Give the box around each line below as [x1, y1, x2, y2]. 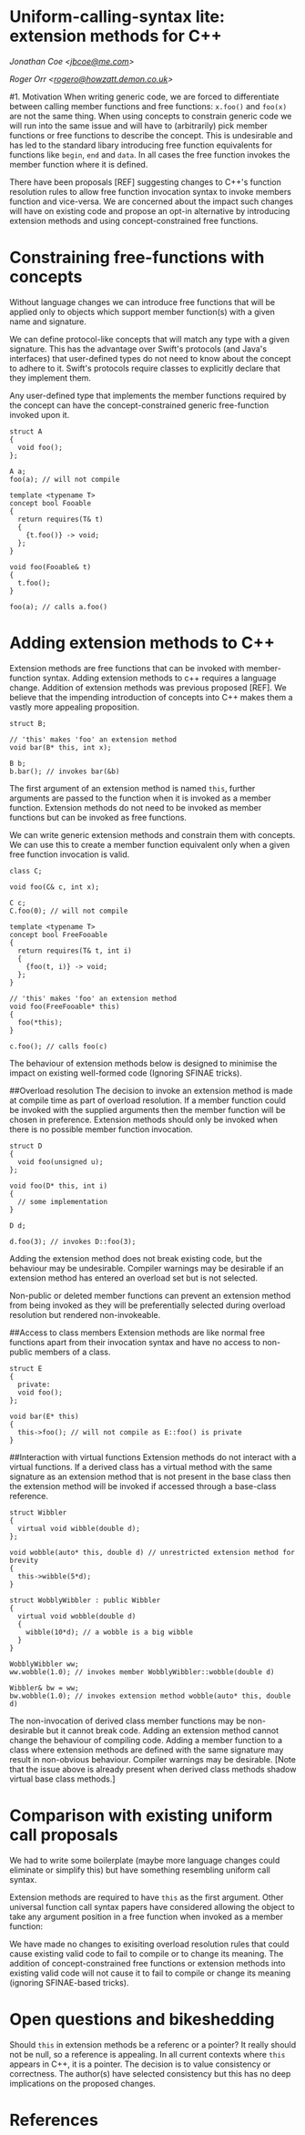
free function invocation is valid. [9, 849, 130, 860]
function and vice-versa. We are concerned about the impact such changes [9, 196, 294, 207]
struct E [9, 1364, 43, 1373]
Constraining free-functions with [9, 248, 265, 268]
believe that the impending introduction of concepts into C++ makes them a [9, 691, 293, 702]
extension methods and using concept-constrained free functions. [9, 215, 259, 226]
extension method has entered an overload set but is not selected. [9, 1272, 258, 1283]
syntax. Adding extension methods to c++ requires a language [42, 672, 277, 683]
